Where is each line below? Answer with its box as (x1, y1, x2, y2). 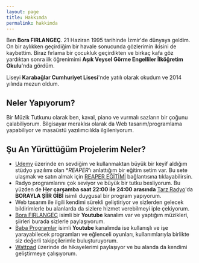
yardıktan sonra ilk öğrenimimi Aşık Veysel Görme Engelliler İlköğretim (6, 55, 184, 63)
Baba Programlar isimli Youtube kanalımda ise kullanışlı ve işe (14, 224, 169, 231)
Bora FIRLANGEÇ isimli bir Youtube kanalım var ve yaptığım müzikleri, (14, 212, 189, 218)
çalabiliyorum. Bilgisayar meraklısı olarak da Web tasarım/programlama (6, 120, 183, 127)
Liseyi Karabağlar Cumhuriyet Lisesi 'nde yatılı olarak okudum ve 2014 (6, 74, 182, 81)
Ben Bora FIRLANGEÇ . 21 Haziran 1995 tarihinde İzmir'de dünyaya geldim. (6, 37, 191, 44)
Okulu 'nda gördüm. (6, 62, 55, 69)
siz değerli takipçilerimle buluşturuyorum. (14, 237, 118, 244)
